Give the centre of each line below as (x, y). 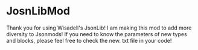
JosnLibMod (38, 11)
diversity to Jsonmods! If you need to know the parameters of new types (97, 34)
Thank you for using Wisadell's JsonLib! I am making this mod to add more (99, 28)
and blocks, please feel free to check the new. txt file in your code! (89, 40)
